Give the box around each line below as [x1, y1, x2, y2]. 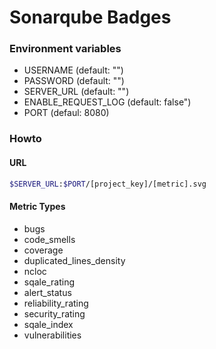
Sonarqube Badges [9, 6, 172, 29]
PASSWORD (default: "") [23, 75, 125, 87]
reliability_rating [23, 297, 89, 309]
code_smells [23, 233, 76, 245]
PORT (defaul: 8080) [23, 107, 110, 119]
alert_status [23, 286, 72, 298]
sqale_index [23, 318, 74, 330]
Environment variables [9, 42, 122, 56]
